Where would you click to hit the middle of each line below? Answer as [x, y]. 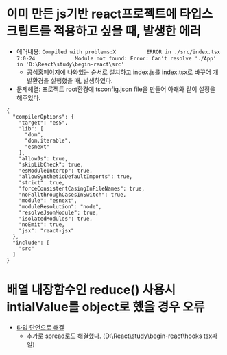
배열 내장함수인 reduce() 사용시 [91, 290]
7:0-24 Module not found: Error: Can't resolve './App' [116, 58]
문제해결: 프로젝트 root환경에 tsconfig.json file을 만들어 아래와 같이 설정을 [116, 89]
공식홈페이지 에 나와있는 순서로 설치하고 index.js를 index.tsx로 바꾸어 [119, 72]
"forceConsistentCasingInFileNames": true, [82, 188]
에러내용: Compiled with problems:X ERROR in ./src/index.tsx [118, 51]
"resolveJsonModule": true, [59, 212]
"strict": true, [42, 182]
